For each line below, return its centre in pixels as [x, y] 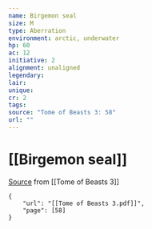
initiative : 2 [32, 61]
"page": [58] [44, 210]
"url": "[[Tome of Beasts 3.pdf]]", [84, 203]
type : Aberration [37, 30]
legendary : [26, 75]
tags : [17, 105]
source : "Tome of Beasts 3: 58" [62, 113]
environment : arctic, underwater [64, 38]
